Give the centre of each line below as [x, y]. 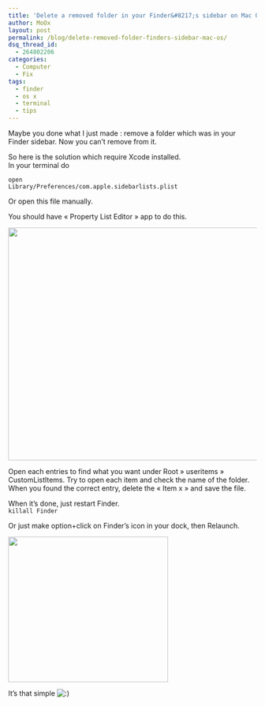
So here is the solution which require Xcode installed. [95, 157]
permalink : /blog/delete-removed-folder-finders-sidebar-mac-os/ [118, 37]
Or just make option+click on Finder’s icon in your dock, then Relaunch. [124, 526]
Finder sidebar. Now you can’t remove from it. [83, 142]
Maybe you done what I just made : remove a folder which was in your [122, 133]
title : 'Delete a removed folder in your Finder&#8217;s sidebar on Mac [130, 15]
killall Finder [33, 511]
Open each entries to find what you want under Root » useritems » [116, 471]
